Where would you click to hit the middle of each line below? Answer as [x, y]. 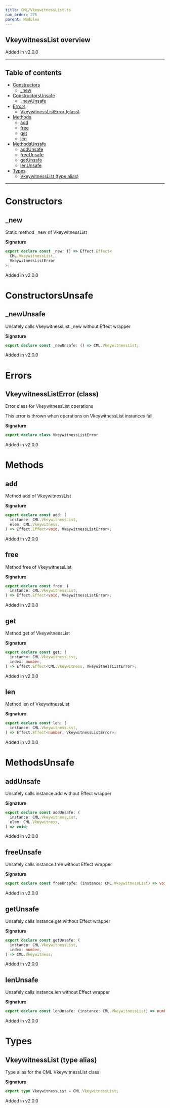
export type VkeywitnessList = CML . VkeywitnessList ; [62, 1091]
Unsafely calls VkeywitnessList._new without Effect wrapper [68, 326]
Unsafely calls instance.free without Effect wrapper [59, 864]
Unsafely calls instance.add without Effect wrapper [58, 793]
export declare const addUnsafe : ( [43, 813]
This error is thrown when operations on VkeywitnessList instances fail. [80, 416]
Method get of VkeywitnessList [38, 633]
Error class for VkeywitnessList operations [49, 406]
